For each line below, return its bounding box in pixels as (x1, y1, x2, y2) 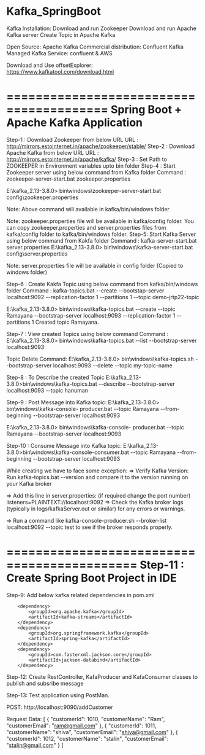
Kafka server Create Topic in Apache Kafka (6, 31, 116, 38)
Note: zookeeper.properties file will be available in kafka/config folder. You (6, 217, 195, 225)
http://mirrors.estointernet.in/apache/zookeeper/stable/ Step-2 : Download (6, 143, 195, 150)
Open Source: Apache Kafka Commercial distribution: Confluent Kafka (6, 43, 184, 50)
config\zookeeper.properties (6, 194, 78, 201)
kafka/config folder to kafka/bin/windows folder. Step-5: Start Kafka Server (6, 230, 196, 238)
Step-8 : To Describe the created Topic (6, 374, 105, 381)
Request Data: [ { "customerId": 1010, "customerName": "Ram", (6, 715, 165, 722)
